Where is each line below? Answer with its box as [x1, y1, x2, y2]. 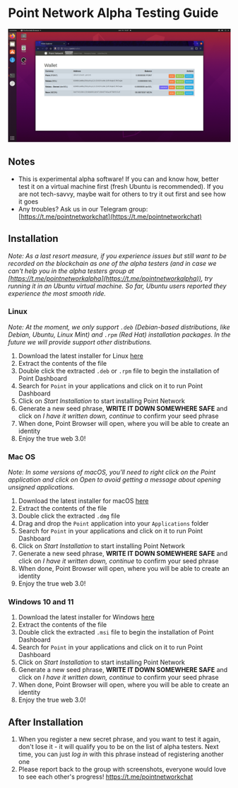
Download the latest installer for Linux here [18, 352, 143, 360]
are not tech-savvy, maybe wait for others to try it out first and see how [18, 190, 227, 198]
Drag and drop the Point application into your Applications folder [18, 519, 209, 528]
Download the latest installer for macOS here [18, 497, 149, 505]
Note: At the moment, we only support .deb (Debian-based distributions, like [8, 323, 230, 331]
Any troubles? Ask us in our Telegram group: [18, 204, 148, 213]
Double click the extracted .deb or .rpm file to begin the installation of [18, 366, 220, 375]
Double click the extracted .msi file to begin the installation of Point [18, 628, 214, 637]
